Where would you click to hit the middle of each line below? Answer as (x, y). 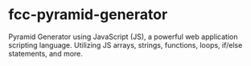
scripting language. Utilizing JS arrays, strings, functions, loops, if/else (125, 45)
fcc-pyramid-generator (88, 15)
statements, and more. (45, 53)
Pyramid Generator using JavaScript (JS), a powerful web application (123, 37)
